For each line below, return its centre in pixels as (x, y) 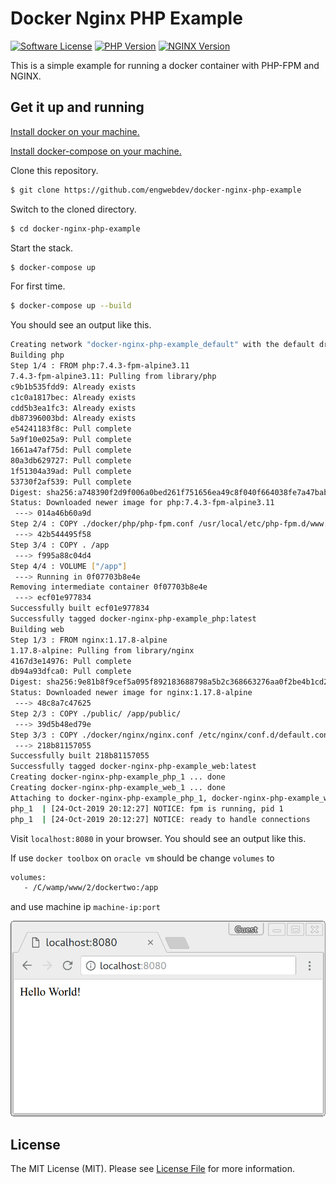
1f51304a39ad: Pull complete (71, 471)
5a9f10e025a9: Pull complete (71, 440)
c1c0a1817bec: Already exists (73, 397)
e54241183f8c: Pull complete (71, 429)
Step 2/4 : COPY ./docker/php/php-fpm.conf (102, 524)
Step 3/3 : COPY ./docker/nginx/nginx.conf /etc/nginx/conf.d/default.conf (171, 735)
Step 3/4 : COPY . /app (60, 545)
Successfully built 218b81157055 (80, 756)
